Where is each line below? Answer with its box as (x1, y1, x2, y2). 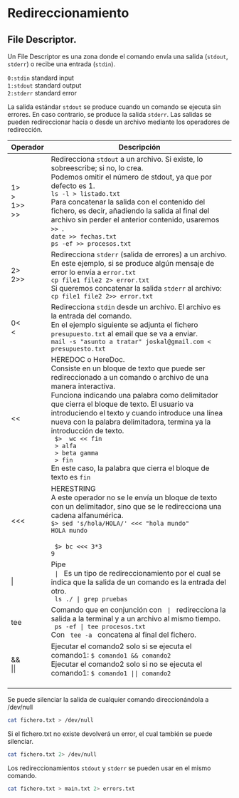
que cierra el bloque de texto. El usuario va (51, 399, 194, 409)
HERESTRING (51, 484, 96, 493)
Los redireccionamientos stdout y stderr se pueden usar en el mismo (7, 764, 211, 772)
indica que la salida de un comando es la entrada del (51, 577, 226, 587)
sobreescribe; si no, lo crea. (51, 163, 144, 172)
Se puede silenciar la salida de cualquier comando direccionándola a (7, 695, 209, 703)
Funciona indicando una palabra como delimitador (51, 390, 218, 400)
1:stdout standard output (7, 81, 82, 90)
